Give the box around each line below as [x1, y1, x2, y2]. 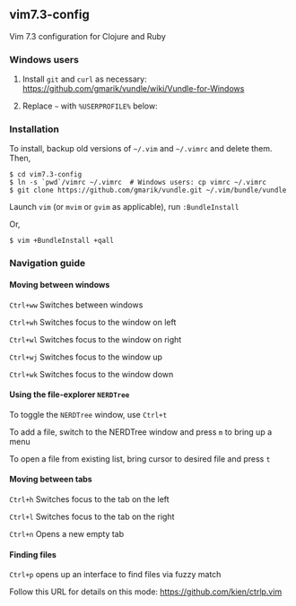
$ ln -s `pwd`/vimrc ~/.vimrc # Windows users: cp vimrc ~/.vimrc [9, 178, 267, 187]
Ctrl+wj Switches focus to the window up [9, 351, 163, 362]
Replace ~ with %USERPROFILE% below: [22, 100, 159, 111]
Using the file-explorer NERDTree [9, 389, 130, 400]
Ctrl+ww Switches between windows [9, 299, 144, 310]
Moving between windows [9, 279, 110, 290]
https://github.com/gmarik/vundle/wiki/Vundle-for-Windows [22, 83, 245, 94]
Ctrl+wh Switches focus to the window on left [9, 316, 177, 327]
